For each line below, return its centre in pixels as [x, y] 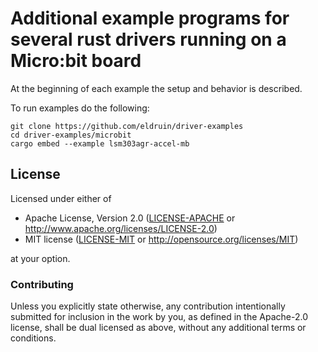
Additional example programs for [150, 18]
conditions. [33, 338]
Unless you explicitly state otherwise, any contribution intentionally [148, 306]
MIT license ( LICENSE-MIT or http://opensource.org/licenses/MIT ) [161, 239]
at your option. [40, 258]
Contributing [42, 284]
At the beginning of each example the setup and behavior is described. [156, 88]
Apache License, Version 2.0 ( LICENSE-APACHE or [130, 218]
